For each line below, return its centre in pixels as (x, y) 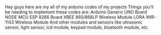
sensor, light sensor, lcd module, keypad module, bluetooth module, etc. (77, 27)
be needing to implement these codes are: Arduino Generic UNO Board (76, 12)
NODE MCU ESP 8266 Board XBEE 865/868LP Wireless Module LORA (75, 17)
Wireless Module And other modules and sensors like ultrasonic (79, 22)
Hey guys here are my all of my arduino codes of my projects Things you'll (79, 7)
